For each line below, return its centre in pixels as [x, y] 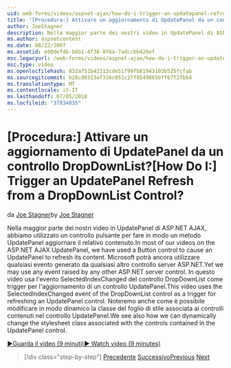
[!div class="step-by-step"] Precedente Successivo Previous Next [117, 357]
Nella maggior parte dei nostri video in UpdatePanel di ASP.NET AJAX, [107, 228]
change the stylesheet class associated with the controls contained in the [111, 323]
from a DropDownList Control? [96, 196]
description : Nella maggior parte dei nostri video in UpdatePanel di [110, 33]
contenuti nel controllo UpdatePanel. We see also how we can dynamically [112, 315]
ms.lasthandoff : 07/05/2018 [47, 97]
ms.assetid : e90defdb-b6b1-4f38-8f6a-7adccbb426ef [81, 52]
